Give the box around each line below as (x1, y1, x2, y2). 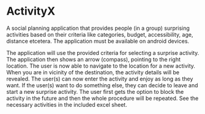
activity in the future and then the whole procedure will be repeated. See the (6, 94, 199, 102)
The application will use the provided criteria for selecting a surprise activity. (6, 49, 199, 56)
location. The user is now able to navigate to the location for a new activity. (6, 62, 196, 69)
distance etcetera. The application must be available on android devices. (6, 37, 190, 45)
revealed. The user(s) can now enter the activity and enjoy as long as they (6, 75, 193, 82)
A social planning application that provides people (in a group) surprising (6, 24, 190, 32)
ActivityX (6, 4, 56, 18)
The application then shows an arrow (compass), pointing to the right (6, 55, 181, 63)
